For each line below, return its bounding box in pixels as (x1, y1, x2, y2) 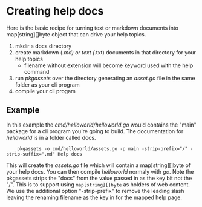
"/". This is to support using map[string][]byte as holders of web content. (6, 180, 191, 188)
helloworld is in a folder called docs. (6, 134, 96, 141)
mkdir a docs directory (15, 42, 72, 50)
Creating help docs (6, 4, 104, 18)
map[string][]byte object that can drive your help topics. (6, 30, 146, 38)
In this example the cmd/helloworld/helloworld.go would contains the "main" (6, 121, 197, 128)
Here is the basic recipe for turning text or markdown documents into (6, 24, 179, 31)
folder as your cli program (15, 80, 80, 88)
